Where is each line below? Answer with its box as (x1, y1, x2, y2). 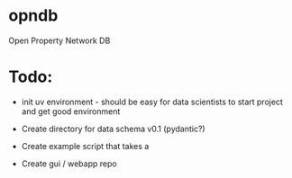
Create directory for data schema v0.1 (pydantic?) (21, 123, 205, 134)
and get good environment (21, 105, 121, 117)
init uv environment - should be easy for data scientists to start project (21, 96, 283, 107)
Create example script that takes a (21, 140, 150, 151)
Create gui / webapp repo (21, 158, 118, 169)
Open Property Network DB (8, 35, 111, 46)
